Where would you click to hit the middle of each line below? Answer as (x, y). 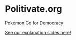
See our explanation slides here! (38, 32)
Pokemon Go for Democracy (34, 23)
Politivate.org (34, 9)
